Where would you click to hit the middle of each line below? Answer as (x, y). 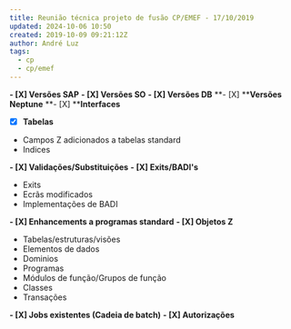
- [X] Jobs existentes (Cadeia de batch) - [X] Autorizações (122, 314)
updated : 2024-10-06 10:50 (60, 26)
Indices (36, 149)
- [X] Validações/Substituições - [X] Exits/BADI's (104, 167)
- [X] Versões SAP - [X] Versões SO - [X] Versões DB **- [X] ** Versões (145, 94)
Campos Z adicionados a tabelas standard (102, 140)
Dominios (40, 258)
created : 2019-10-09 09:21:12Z (69, 35)
